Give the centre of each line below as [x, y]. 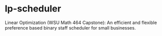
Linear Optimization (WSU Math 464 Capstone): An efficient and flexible [81, 22]
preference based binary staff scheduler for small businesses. [70, 27]
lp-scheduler [33, 9]
